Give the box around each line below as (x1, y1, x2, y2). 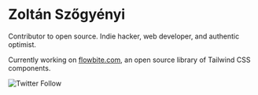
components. (8, 63, 51, 72)
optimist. (8, 39, 37, 49)
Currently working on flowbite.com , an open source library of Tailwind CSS (8, 55, 251, 64)
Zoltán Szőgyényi (8, 5, 126, 24)
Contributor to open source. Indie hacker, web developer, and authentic (8, 31, 240, 41)
